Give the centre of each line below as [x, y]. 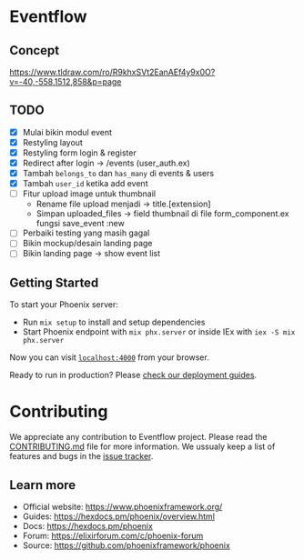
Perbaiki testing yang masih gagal [86, 233]
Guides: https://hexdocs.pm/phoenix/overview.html [119, 516]
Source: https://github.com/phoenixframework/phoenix [126, 545]
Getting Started [54, 282]
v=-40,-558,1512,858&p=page [66, 82]
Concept [35, 50]
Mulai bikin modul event [67, 132]
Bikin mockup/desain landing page [87, 244]
